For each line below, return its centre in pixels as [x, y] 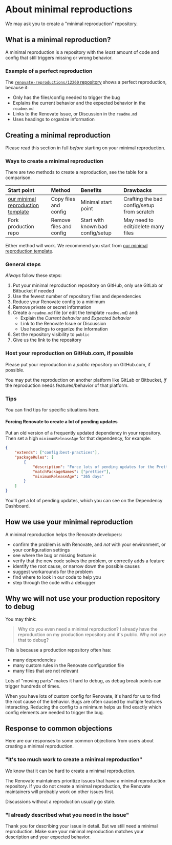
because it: [17, 88]
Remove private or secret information [52, 307]
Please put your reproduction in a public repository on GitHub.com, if [78, 364]
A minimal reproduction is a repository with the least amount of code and [82, 52]
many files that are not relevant [45, 671]
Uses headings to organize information [53, 120]
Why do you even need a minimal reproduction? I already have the [88, 629]
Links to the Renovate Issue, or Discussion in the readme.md [75, 114]
